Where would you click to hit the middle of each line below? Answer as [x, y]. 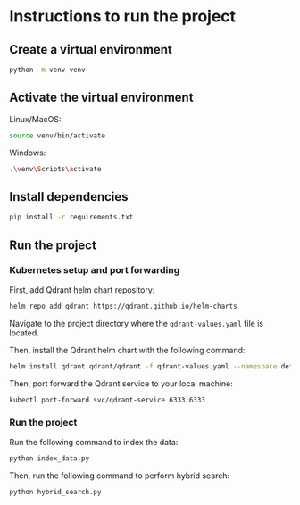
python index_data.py [50, 458]
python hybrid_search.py [55, 492]
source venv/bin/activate [57, 136]
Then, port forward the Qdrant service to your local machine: [121, 383]
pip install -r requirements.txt [71, 217]
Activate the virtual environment [101, 98]
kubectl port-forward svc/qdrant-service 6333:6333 [107, 400]
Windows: [28, 153]
